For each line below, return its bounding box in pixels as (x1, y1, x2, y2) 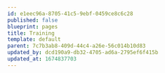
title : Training (7, 29, 55, 37)
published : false (7, 17, 58, 24)
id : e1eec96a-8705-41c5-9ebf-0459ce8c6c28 (7, 10, 133, 17)
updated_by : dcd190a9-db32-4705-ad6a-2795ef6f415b (7, 49, 159, 56)
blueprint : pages (7, 23, 58, 30)
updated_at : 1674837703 (7, 56, 77, 63)
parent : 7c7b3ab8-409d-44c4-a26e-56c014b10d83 (7, 42, 146, 49)
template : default (7, 36, 61, 43)
